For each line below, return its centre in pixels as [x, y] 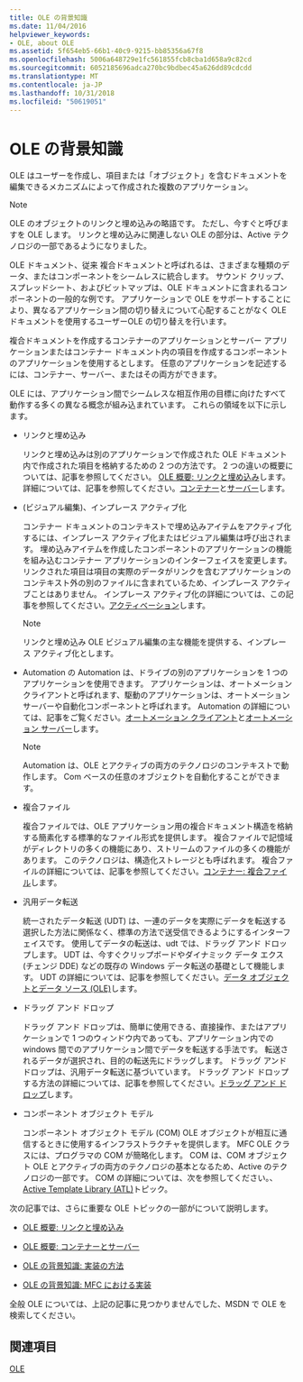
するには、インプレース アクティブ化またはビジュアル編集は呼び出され [153, 538]
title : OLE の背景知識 [49, 18]
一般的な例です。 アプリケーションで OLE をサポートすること [170, 299]
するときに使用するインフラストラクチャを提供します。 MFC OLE [151, 1144]
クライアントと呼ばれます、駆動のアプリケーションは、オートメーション [156, 695]
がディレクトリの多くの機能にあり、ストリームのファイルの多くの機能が [156, 849]
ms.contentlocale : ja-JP [56, 85]
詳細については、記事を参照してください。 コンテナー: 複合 [155, 872]
